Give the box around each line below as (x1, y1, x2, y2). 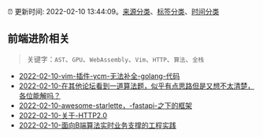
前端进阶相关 (7, 32, 70, 46)
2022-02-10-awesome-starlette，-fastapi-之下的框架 (18, 101, 193, 110)
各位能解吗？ (18, 91, 61, 100)
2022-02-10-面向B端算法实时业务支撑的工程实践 (18, 120, 176, 130)
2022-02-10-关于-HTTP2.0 (18, 110, 108, 120)
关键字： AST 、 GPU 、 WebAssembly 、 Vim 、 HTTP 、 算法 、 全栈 (26, 54, 205, 64)
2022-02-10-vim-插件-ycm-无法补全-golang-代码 (18, 71, 180, 80)
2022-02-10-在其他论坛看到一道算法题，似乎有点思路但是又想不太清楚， (18, 81, 255, 91)
